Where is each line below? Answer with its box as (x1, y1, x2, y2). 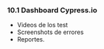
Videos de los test (16, 21, 68, 29)
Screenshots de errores (16, 28, 84, 36)
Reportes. (16, 35, 45, 44)
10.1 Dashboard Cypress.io (7, 5, 98, 15)
